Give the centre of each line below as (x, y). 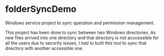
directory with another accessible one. (44, 48)
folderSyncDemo (41, 9)
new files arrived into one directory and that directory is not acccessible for (82, 38)
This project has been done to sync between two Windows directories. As (81, 32)
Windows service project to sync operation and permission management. (80, 23)
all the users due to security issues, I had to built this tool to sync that (76, 43)
